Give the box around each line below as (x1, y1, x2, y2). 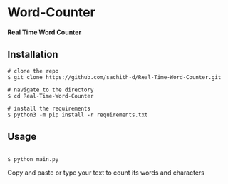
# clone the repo (7, 67, 59, 75)
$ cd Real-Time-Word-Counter (7, 92, 94, 100)
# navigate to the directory (7, 86, 94, 93)
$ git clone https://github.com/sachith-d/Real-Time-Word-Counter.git (7, 73, 222, 81)
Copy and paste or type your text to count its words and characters (7, 168, 205, 177)
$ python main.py (7, 155, 59, 163)
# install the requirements (7, 105, 91, 112)
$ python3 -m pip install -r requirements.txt (7, 111, 148, 118)
